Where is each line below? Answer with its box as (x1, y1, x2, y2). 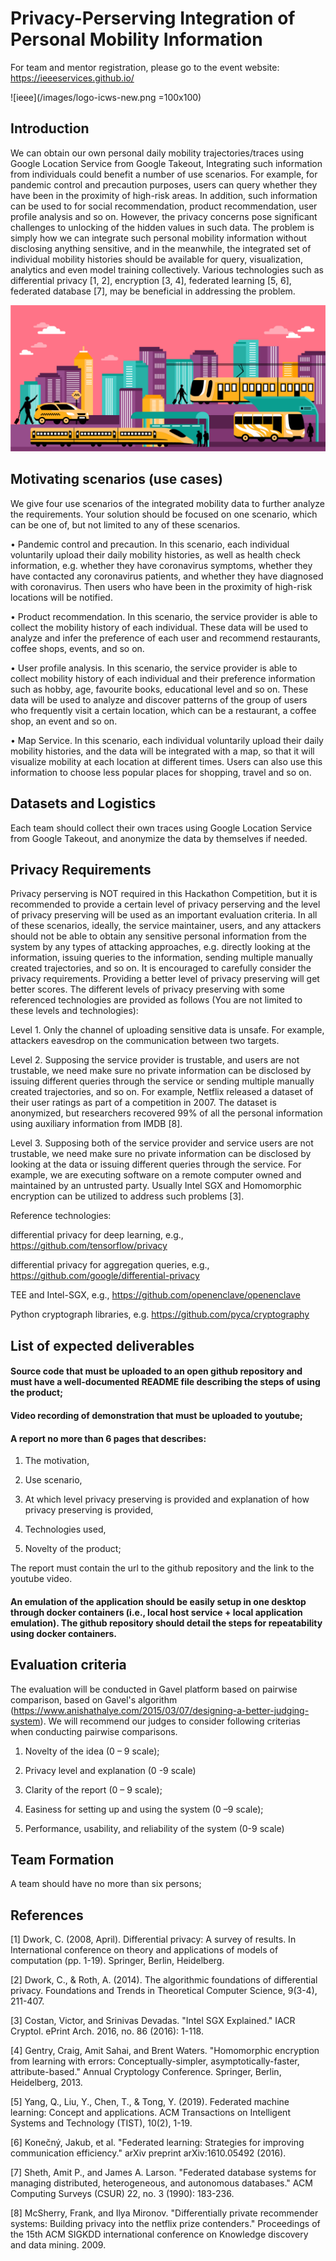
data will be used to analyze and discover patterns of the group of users (10, 693, 308, 706)
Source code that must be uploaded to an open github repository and (10, 1365, 303, 1377)
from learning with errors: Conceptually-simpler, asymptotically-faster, (10, 2055, 300, 2067)
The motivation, (24, 1455, 90, 1467)
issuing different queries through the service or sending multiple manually (10, 1075, 315, 1087)
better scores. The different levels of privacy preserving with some (10, 983, 285, 996)
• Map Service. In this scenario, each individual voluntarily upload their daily (10, 734, 324, 746)
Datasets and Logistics (10, 795, 157, 812)
